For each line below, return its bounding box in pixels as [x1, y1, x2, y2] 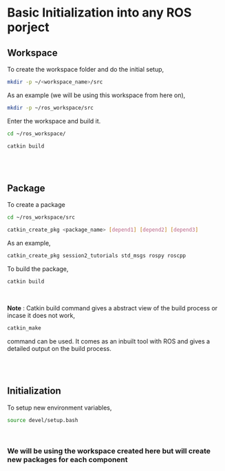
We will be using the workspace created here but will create [7, 446, 211, 456]
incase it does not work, [7, 311, 76, 319]
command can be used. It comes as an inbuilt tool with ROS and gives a [7, 337, 211, 345]
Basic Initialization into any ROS [7, 5, 192, 21]
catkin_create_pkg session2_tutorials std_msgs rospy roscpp [7, 252, 186, 259]
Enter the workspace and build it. [7, 117, 101, 125]
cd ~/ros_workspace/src [7, 214, 76, 221]
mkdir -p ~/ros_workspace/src [7, 104, 94, 111]
